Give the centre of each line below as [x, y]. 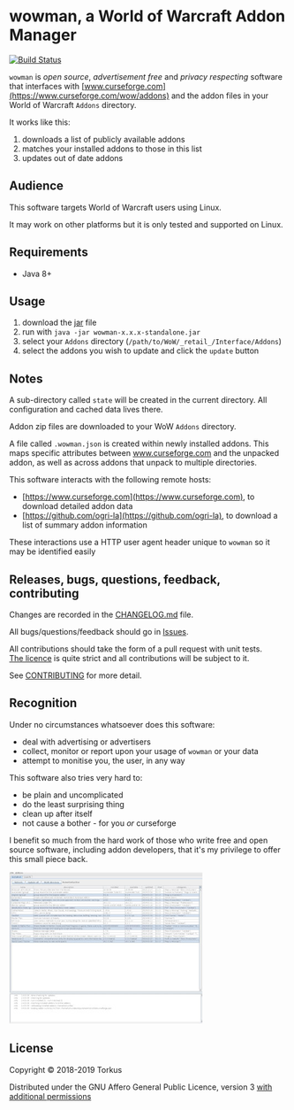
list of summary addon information [85, 525]
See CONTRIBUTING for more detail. [76, 675]
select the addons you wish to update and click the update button [140, 351]
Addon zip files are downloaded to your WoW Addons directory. [123, 427]
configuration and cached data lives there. [86, 410]
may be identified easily [53, 551]
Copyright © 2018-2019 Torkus [66, 1069]
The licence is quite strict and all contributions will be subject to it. [129, 658]
